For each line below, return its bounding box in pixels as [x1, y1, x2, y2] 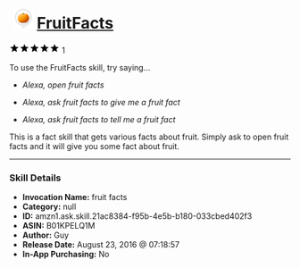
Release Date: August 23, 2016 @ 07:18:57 [21, 239, 180, 250]
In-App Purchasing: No [21, 249, 110, 260]
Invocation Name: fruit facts [21, 192, 128, 203]
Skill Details [9, 172, 62, 184]
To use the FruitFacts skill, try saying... [9, 62, 151, 72]
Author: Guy [21, 230, 70, 240]
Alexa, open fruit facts [21, 80, 104, 90]
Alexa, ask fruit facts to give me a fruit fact [21, 96, 180, 107]
